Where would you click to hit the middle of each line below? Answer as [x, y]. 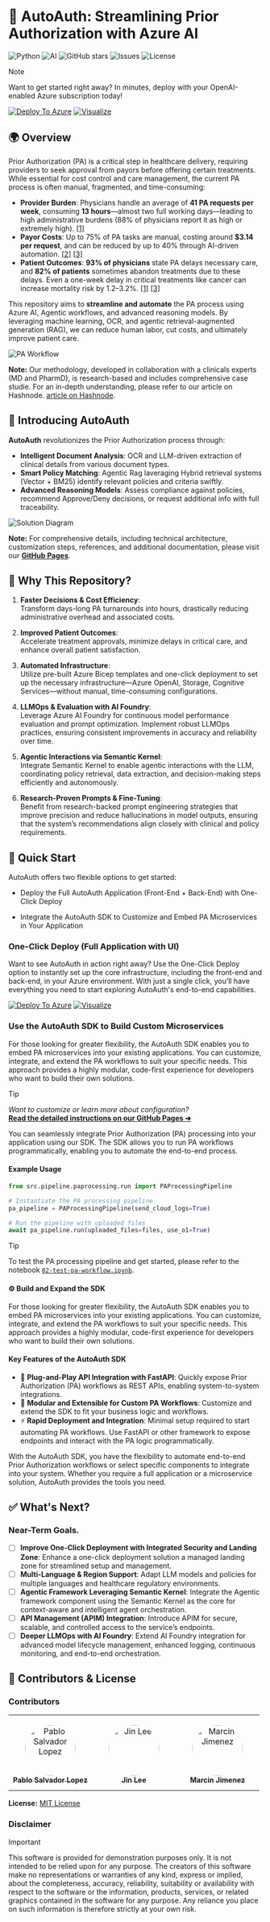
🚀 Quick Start [42, 858]
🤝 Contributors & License [73, 1679]
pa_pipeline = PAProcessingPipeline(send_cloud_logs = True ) [110, 1208]
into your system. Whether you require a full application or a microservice [130, 1473]
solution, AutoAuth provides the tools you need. [87, 1482]
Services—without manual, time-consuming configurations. [118, 691]
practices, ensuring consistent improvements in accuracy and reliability [138, 732]
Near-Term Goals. [44, 1530]
